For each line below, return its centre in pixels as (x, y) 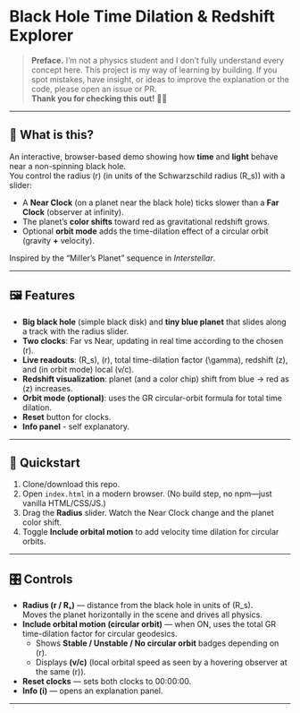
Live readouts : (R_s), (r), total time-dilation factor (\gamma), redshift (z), (155, 359)
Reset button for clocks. (67, 417)
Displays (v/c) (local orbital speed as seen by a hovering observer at (161, 662)
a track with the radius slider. (75, 331)
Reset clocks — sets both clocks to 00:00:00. (107, 682)
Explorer (42, 35)
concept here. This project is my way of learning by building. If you (154, 70)
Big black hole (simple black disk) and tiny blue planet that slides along (154, 322)
